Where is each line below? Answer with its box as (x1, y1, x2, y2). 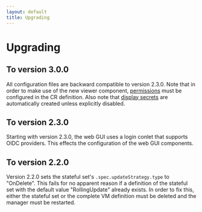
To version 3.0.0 (6, 65, 69, 75)
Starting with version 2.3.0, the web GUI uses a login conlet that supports (6, 133, 188, 141)
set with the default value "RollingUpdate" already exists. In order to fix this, (6, 186, 194, 193)
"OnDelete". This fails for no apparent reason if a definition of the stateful (6, 179, 188, 187)
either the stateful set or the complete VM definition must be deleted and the (6, 193, 197, 200)
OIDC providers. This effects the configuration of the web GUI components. (6, 140, 194, 147)
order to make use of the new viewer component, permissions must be (6, 87, 182, 94)
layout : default (6, 8, 47, 15)
